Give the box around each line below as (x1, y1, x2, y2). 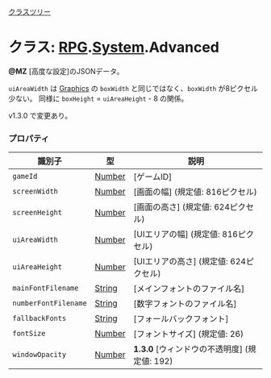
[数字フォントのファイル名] (133, 298, 237, 309)
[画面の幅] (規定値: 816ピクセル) (133, 186, 258, 197)
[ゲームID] (133, 172, 172, 183)
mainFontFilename (12, 284, 79, 293)
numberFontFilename (12, 299, 87, 308)
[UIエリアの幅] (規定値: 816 (133, 229, 238, 240)
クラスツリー (8, 7, 51, 16)
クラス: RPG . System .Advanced (8, 39, 219, 56)
